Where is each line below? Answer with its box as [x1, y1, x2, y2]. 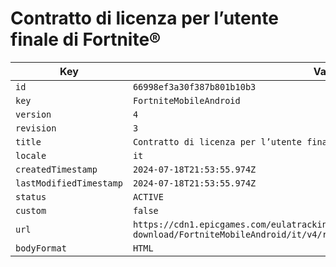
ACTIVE [132, 191, 164, 202]
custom [15, 205, 47, 216]
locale [15, 150, 47, 161]
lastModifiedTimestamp [15, 177, 123, 189]
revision [15, 122, 57, 134]
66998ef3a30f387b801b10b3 [132, 81, 257, 92]
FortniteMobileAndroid [132, 95, 241, 106]
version [15, 108, 52, 120]
